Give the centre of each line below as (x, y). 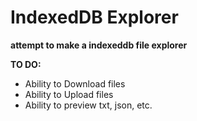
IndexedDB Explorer (94, 17)
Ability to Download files (75, 83)
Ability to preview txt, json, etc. (88, 105)
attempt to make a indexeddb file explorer (99, 45)
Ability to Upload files (69, 94)
